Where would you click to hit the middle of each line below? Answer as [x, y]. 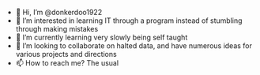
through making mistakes [57, 29]
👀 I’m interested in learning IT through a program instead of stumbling [129, 21]
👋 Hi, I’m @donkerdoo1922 [59, 12]
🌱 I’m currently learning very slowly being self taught [102, 37]
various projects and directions [66, 54]
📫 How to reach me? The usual [67, 63]
